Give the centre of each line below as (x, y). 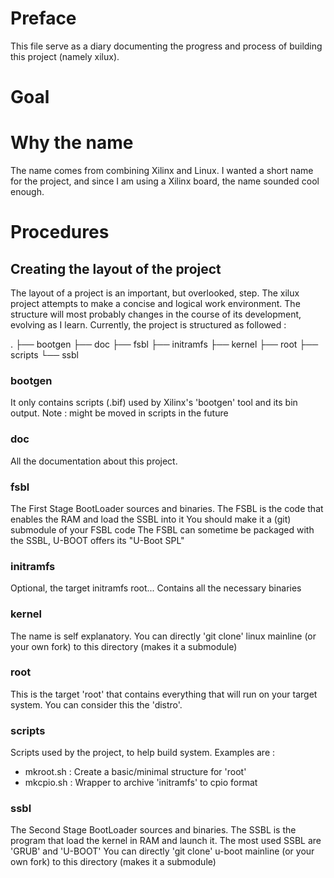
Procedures (60, 232)
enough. (27, 192)
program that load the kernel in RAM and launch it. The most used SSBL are (166, 841)
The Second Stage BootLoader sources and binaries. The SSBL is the (153, 830)
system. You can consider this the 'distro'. (96, 704)
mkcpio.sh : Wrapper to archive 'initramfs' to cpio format (141, 783)
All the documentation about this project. (94, 461)
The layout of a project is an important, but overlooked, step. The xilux (155, 293)
